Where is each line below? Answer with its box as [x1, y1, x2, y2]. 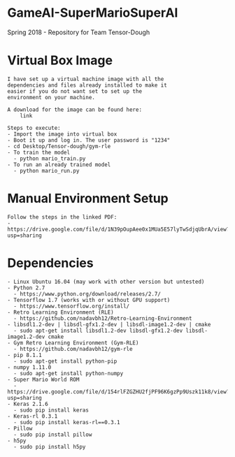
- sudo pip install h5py [13, 443, 86, 450]
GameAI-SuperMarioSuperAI [7, 5, 178, 21]
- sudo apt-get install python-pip [13, 358, 117, 365]
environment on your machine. [7, 94, 96, 101]
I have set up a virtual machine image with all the [7, 75, 164, 82]
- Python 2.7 [7, 284, 45, 291]
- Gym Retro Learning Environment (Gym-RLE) [7, 339, 139, 347]
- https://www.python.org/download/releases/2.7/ [13, 290, 161, 298]
